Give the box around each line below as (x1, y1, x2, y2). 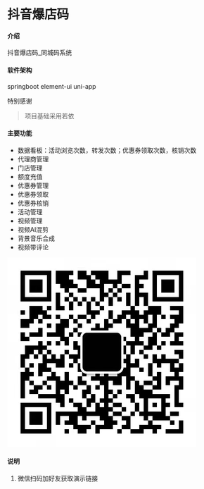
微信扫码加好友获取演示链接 (17, 474, 98, 483)
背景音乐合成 (17, 234, 55, 242)
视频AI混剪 (17, 225, 49, 233)
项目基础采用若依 (24, 111, 75, 120)
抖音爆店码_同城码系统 (7, 49, 72, 57)
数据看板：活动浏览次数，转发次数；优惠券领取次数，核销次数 (17, 146, 197, 154)
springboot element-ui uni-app (7, 82, 96, 90)
